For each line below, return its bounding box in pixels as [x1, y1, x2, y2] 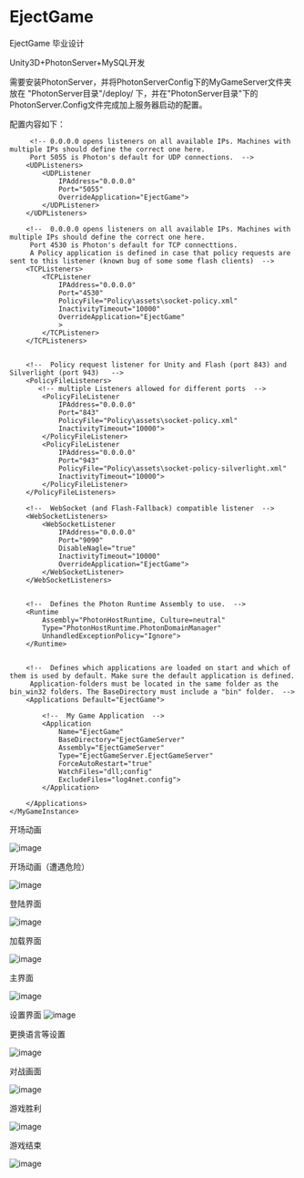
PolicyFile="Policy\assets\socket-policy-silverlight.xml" [57, 463, 287, 473]
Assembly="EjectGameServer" [57, 743, 166, 752]
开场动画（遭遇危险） [9, 861, 89, 872]
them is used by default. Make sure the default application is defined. [9, 671, 296, 680]
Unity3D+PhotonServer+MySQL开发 [9, 57, 146, 67]
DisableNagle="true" [57, 543, 137, 553]
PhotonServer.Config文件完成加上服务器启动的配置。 [9, 98, 208, 110]
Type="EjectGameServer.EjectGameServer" [57, 750, 214, 760]
